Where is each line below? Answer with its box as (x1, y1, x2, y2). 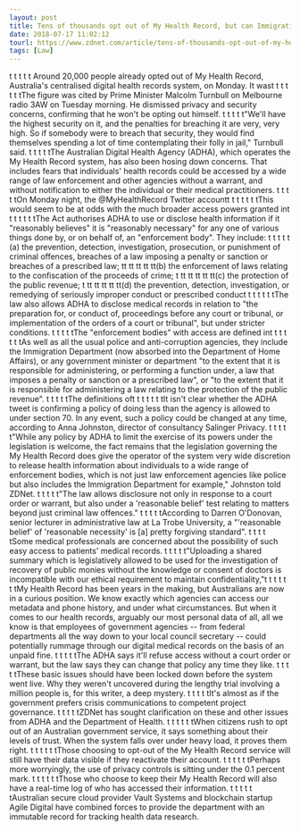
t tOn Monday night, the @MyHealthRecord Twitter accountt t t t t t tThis (9, 194, 274, 206)
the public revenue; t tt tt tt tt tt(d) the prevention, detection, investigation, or (9, 280, 290, 290)
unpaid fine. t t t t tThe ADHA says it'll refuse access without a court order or (9, 650, 291, 661)
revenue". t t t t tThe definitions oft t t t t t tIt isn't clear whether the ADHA (9, 394, 278, 405)
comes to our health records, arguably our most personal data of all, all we (9, 612, 284, 623)
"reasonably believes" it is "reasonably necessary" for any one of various (9, 222, 279, 233)
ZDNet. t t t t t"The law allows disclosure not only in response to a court (9, 489, 272, 499)
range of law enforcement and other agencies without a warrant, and (9, 175, 263, 186)
